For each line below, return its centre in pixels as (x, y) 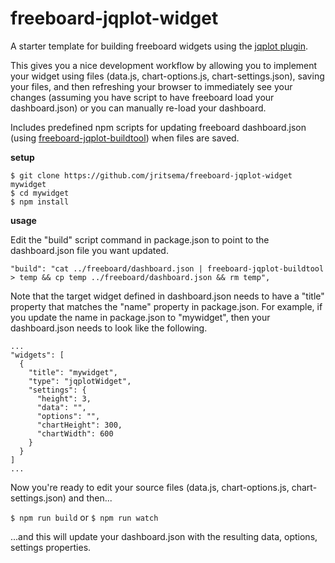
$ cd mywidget (40, 193)
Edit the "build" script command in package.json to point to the (140, 239)
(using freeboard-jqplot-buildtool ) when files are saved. (125, 138)
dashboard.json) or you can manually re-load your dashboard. (138, 108)
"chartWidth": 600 (75, 433)
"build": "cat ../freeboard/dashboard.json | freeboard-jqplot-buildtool (167, 268)
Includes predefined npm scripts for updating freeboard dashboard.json (158, 127)
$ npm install (40, 202)
